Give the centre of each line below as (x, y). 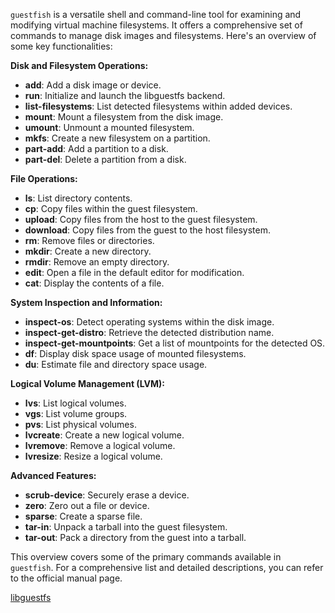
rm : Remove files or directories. (89, 240)
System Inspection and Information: (86, 302)
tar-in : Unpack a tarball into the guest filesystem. (126, 527)
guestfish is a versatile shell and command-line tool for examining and (156, 14)
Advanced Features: (53, 475)
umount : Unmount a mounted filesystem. (109, 127)
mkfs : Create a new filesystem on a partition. (117, 138)
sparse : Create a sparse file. (83, 516)
